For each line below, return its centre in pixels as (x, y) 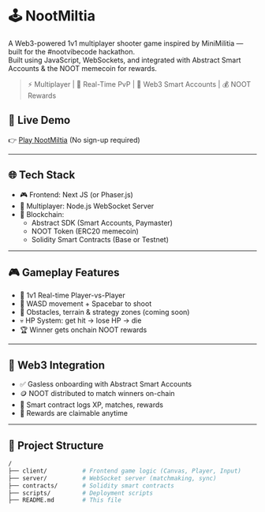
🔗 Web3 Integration (56, 365)
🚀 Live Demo (39, 120)
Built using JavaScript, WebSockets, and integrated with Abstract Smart (125, 60)
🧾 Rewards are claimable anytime (74, 413)
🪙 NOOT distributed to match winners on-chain (97, 394)
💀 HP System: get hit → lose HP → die (80, 320)
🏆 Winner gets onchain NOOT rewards (83, 330)
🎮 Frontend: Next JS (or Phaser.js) (77, 194)
